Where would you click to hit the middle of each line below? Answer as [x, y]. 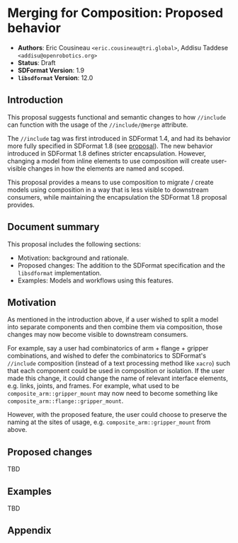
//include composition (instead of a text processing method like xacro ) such [119, 363]
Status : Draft [36, 62]
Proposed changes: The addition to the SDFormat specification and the [121, 265]
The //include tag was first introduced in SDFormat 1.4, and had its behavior [119, 138]
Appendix [29, 531]
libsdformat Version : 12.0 [55, 78]
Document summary [53, 227]
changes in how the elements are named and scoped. [106, 168]
